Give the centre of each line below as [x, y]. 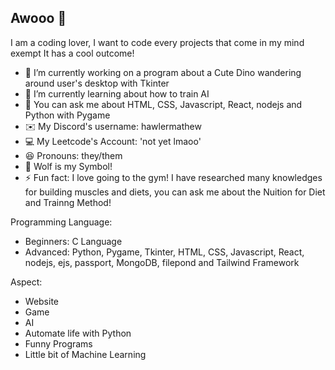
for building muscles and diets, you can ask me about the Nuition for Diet [175, 192]
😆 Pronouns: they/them [73, 155]
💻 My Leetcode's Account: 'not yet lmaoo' [113, 141]
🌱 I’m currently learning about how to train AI [117, 93]
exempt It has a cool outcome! [72, 53]
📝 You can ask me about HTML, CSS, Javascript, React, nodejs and [163, 104]
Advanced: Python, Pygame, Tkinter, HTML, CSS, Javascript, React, [164, 252]
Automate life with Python [78, 333]
